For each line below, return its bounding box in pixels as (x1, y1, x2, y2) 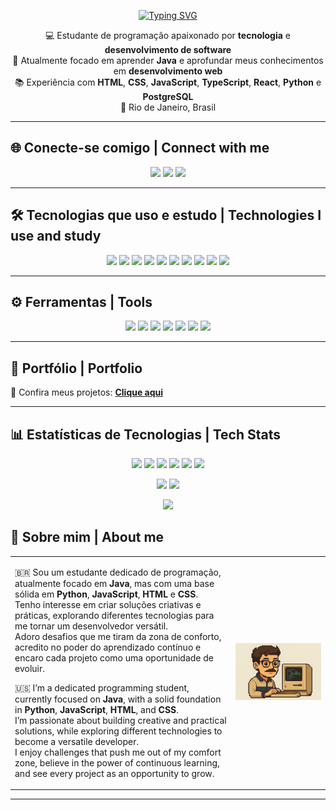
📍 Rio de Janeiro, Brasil (119, 101, 217, 113)
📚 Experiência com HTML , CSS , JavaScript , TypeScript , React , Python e (14, 76, 322, 88)
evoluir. (14, 662, 45, 674)
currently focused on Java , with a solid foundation (14, 693, 222, 705)
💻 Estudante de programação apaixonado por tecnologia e (45, 30, 291, 41)
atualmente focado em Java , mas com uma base (14, 577, 215, 589)
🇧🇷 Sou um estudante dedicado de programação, (14, 566, 222, 578)
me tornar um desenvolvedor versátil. (14, 620, 168, 632)
